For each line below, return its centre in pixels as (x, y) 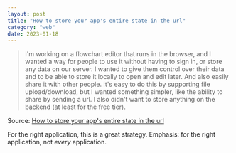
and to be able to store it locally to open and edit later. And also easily (127, 77)
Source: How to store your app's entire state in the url (86, 121)
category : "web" (31, 27)
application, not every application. (57, 142)
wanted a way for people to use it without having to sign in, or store (123, 62)
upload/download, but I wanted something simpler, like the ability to (124, 92)
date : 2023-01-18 (33, 34)
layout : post (27, 14)
